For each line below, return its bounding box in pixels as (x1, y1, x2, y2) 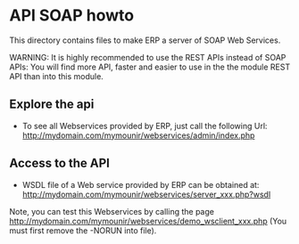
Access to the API (9, 156, 110, 171)
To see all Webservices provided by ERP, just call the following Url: (21, 120, 268, 131)
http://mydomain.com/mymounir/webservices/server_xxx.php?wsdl (21, 189, 271, 199)
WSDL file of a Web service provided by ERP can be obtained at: (21, 179, 260, 190)
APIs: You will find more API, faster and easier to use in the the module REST (9, 61, 291, 72)
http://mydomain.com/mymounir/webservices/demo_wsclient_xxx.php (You (9, 216, 287, 226)
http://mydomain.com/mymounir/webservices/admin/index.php (21, 130, 255, 141)
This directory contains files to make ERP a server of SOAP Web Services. (9, 35, 281, 45)
